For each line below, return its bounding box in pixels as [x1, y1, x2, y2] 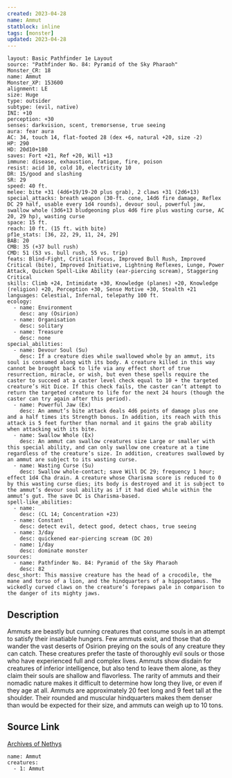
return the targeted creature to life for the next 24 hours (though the [7, 390, 225, 397]
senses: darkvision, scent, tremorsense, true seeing [7, 122, 166, 129]
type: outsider [7, 98, 51, 105]
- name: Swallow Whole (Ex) [13, 432, 95, 439]
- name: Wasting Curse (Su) [13, 463, 95, 470]
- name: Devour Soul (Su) [13, 347, 89, 354]
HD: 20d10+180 [7, 147, 48, 154]
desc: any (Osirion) [19, 311, 79, 317]
